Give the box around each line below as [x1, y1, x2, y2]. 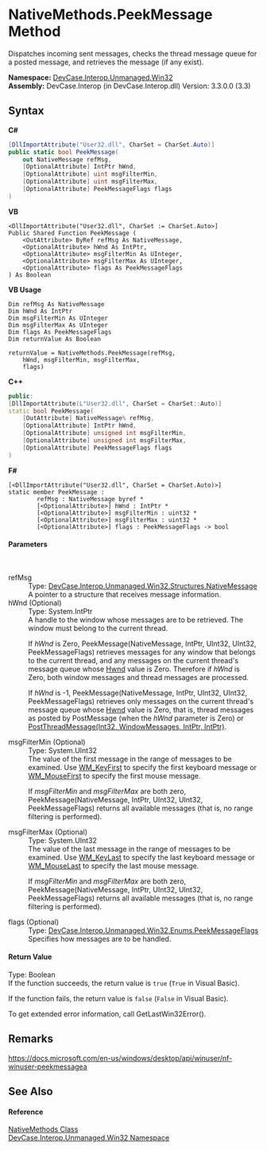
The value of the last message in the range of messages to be [28, 844, 231, 853]
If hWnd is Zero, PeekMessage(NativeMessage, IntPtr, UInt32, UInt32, [28, 639, 257, 648]
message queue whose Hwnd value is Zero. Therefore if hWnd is [28, 664, 240, 674]
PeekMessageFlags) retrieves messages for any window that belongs [28, 647, 256, 657]
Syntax [8, 104, 44, 118]
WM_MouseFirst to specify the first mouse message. [28, 771, 201, 780]
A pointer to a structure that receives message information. [28, 589, 222, 599]
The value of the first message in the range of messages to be [28, 754, 232, 763]
